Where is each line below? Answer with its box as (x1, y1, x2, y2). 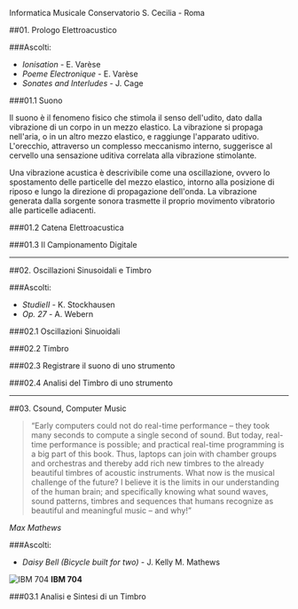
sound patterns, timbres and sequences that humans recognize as (30, 496, 274, 506)
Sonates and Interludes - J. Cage (21, 78, 144, 88)
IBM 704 (51, 574, 82, 584)
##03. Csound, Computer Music (9, 403, 127, 414)
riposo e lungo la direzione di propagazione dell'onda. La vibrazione (9, 186, 257, 196)
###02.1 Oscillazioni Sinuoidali (9, 326, 121, 336)
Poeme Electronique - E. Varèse (21, 68, 139, 79)
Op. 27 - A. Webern (21, 309, 94, 319)
